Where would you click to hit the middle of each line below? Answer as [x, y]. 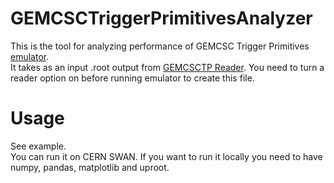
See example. [38, 146]
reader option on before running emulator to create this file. [132, 78]
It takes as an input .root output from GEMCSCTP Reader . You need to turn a [167, 67]
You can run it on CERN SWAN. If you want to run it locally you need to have [166, 156]
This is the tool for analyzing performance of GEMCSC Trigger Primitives [160, 46]
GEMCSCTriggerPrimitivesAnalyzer [161, 18]
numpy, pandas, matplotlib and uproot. [90, 167]
